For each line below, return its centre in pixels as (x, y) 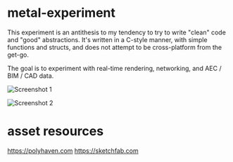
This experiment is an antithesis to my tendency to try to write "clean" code (117, 32)
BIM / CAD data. (31, 76)
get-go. (18, 55)
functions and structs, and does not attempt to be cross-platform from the (115, 47)
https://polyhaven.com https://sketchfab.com (73, 150)
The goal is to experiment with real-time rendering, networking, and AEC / (114, 68)
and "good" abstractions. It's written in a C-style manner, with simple (107, 39)
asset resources (56, 131)
